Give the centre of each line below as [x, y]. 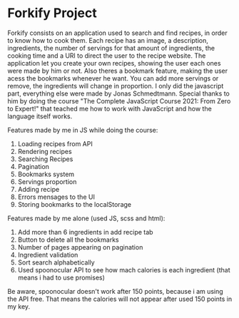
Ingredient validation [48, 255]
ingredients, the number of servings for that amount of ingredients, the [111, 48]
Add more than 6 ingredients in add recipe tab [85, 232]
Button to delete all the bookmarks [68, 240]
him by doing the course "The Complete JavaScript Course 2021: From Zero [119, 101]
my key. [19, 306]
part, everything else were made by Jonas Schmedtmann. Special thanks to [118, 93]
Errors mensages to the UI [56, 197]
